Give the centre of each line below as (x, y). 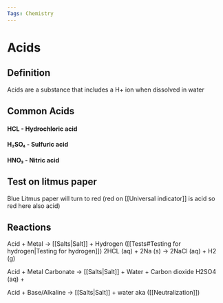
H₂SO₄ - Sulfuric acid (38, 145)
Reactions (29, 227)
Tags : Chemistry (30, 13)
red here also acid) (34, 206)
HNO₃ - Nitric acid (33, 160)
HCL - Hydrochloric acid (42, 129)
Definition (29, 73)
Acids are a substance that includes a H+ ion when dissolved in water (106, 90)
